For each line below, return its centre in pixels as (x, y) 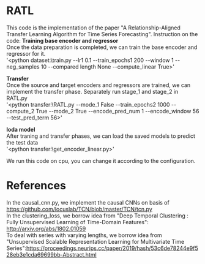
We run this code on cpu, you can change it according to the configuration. (101, 160)
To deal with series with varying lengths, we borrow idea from (84, 235)
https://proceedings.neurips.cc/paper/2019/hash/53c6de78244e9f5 (112, 248)
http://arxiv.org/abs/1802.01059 (46, 228)
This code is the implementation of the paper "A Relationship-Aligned (93, 28)
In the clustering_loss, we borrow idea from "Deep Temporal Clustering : (97, 216)
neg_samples (23, 66)
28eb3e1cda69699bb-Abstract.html (51, 254)
